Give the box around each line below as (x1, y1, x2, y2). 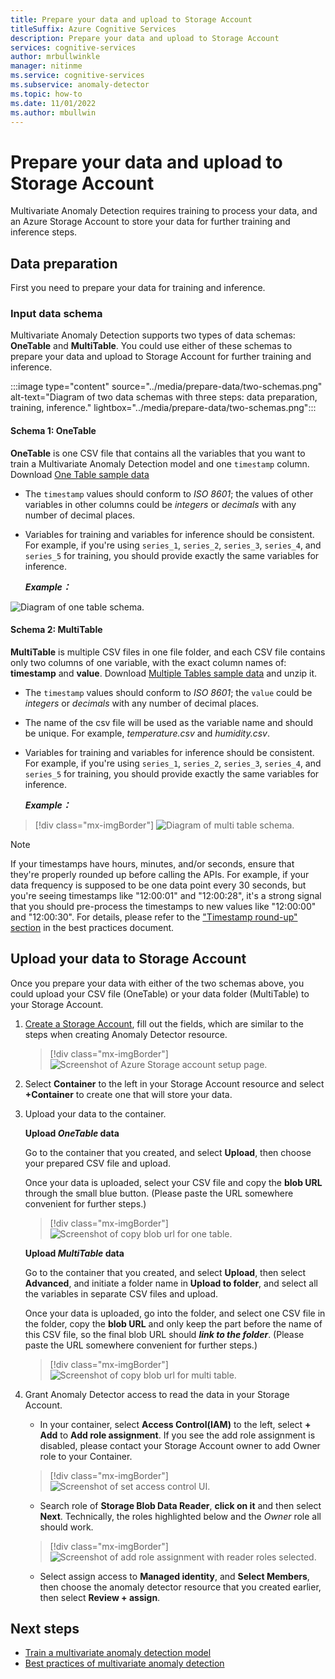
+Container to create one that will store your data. (24, 1088, 233, 1100)
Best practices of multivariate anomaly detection (24, 1657, 225, 1670)
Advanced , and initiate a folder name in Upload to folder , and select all (24, 1277, 318, 1289)
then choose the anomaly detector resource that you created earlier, (39, 1581, 322, 1593)
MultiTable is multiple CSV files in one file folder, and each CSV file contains (10, 646, 326, 658)
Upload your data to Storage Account (10, 951, 247, 968)
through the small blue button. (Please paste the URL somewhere (24, 1187, 294, 1199)
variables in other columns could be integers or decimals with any (24, 498, 297, 510)
